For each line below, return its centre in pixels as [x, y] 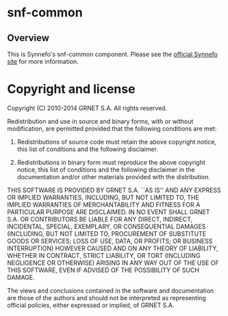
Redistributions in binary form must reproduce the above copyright [111, 162]
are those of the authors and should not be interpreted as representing [107, 298]
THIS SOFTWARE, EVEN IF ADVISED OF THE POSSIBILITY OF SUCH [103, 270]
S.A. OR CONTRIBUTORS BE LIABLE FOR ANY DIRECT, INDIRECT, [100, 219]
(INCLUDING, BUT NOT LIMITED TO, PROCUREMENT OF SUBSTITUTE [107, 233]
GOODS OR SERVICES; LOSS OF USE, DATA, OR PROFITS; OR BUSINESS [110, 241]
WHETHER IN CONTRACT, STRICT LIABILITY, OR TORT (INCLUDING [104, 255]
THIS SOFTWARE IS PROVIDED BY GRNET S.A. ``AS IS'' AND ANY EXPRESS [114, 190]
